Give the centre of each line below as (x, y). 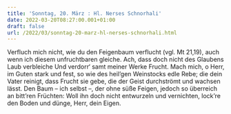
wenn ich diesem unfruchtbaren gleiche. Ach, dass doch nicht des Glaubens (115, 60)
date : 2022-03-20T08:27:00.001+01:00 (61, 20)
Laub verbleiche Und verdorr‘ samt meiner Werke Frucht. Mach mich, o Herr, (116, 67)
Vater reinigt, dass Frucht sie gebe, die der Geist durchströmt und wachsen (114, 81)
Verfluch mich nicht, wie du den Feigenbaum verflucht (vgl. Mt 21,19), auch (113, 52)
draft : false (26, 26)
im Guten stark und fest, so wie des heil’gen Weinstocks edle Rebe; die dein (115, 74)
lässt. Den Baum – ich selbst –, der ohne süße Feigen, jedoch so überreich (112, 89)
